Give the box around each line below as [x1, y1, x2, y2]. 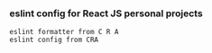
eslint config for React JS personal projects [9, 7, 203, 20]
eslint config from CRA [9, 35, 99, 45]
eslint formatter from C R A [9, 28, 119, 37]
